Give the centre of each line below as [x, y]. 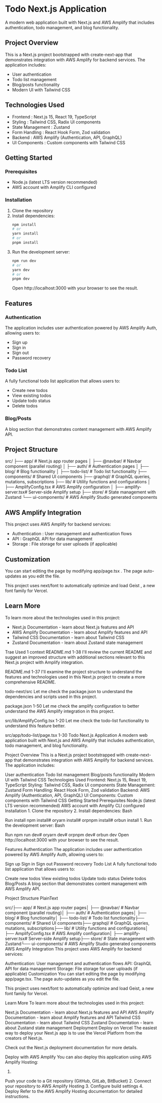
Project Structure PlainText [31, 898]
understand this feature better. [36, 726]
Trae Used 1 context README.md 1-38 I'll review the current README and [79, 652]
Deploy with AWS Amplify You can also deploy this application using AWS [78, 1057]
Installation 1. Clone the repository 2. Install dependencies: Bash [69, 811]
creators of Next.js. [24, 1038]
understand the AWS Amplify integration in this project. [60, 711]
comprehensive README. [30, 682]
